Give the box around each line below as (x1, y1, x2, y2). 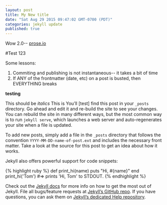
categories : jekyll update (5, 21, 63, 27)
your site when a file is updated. (5, 122, 72, 128)
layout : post (5, 7, 33, 13)
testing (5, 91, 21, 97)
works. (5, 148, 20, 154)
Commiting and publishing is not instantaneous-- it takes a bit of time (12, 70, 158, 76)
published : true (5, 26, 40, 32)
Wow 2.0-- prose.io (5, 40, 46, 46)
